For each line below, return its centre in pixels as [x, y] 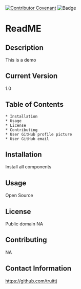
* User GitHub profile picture [39, 134]
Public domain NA [24, 224]
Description [24, 47]
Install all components [28, 167]
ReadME [23, 29]
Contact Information [38, 269]
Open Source [19, 196]
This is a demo [21, 60]
